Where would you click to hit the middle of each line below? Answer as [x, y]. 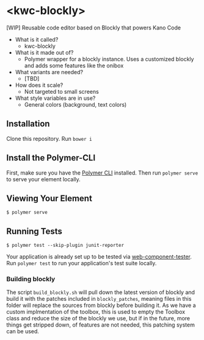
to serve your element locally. [43, 179]
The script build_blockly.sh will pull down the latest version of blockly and [101, 292]
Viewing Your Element [49, 198]
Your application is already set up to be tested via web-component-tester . [99, 257]
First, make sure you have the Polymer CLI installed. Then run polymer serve [102, 173]
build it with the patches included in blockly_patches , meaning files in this [99, 299]
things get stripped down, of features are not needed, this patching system [101, 325]
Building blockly [31, 279]
